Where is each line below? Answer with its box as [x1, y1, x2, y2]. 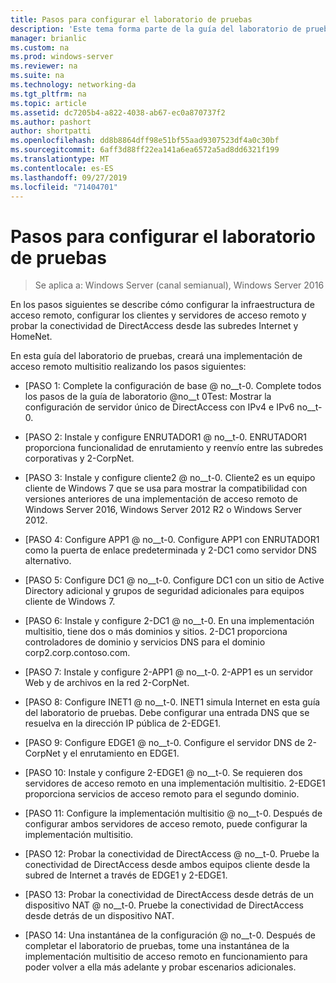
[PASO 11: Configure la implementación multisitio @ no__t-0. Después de [24, 807, 323, 820]
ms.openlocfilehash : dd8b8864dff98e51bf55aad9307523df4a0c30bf [10, 136, 280, 146]
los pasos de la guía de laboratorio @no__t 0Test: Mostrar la [24, 391, 272, 403]
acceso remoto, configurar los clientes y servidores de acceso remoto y [10, 309, 307, 321]
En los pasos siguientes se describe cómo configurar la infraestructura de [10, 299, 315, 311]
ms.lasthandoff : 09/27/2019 [10, 172, 128, 183]
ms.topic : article [10, 98, 87, 108]
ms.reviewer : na [10, 61, 78, 71]
